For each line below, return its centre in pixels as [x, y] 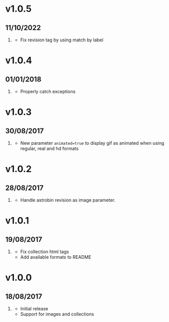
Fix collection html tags [45, 252]
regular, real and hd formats [49, 149]
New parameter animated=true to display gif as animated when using [92, 143]
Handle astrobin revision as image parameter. [68, 200]
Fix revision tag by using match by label [62, 40]
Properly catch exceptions [48, 91]
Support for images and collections [57, 314]
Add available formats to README [56, 257]
